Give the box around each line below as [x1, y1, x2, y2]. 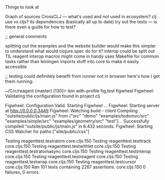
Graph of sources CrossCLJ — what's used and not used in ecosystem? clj [5, 14, 157, 19]
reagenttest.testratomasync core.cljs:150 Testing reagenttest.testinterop [5, 149, 151, 154]
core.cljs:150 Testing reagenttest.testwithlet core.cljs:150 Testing [5, 143, 136, 149]
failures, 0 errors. [5, 169, 40, 175]
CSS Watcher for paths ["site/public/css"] [5, 129, 90, 134]
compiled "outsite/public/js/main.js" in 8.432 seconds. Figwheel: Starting [5, 123, 153, 129]
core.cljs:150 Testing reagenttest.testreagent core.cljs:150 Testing [5, 154, 138, 159]
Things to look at [5, 4, 39, 10]
